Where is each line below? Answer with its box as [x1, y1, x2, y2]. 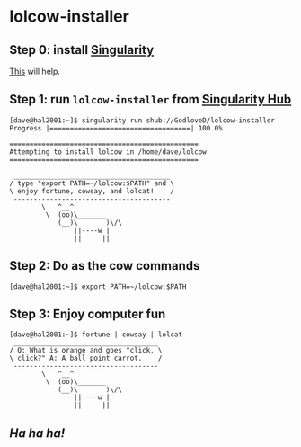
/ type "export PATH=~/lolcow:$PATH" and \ [9, 178, 175, 188]
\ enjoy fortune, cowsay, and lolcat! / [9, 186, 175, 195]
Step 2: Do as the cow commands [9, 258, 200, 273]
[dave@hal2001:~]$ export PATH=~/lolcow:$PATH [9, 282, 187, 291]
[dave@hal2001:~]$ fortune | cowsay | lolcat [9, 330, 182, 339]
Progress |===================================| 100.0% [9, 123, 223, 132]
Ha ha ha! [9, 425, 66, 441]
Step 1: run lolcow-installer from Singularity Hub [9, 92, 292, 107]
